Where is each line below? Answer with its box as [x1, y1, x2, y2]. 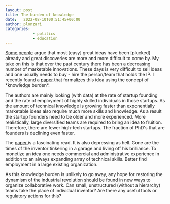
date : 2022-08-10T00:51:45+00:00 [5, 17, 81, 22]
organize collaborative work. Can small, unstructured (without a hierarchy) [5, 182, 161, 188]
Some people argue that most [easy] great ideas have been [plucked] [5, 49, 151, 56]
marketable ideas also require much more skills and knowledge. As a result [5, 108, 162, 114]
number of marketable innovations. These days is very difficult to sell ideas [5, 66, 162, 72]
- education [32, 36, 58, 41]
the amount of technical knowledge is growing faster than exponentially [5, 103, 155, 109]
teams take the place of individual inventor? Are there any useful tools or [5, 187, 157, 193]
